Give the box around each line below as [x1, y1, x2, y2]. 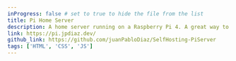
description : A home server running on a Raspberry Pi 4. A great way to [7, 23, 230, 30]
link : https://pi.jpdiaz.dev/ [7, 29, 97, 37]
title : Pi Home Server [7, 17, 74, 24]
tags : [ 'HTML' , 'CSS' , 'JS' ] [7, 43, 93, 50]
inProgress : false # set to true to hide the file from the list [7, 10, 203, 18]
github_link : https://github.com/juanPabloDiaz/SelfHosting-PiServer [7, 36, 217, 43]
